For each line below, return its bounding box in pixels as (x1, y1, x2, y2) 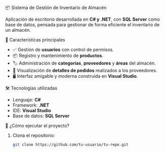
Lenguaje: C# (12, 97, 41, 103)
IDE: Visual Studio (12, 108, 52, 113)
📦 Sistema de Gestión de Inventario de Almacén (5, 5, 107, 11)
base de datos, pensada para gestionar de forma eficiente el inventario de (5, 22, 160, 27)
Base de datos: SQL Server (12, 113, 70, 119)
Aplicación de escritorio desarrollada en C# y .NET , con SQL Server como (5, 16, 160, 22)
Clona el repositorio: (12, 132, 55, 138)
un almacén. (5, 27, 31, 33)
